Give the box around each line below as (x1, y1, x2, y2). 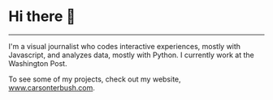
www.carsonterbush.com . (8, 82, 96, 92)
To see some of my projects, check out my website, (8, 74, 181, 84)
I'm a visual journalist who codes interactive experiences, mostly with (8, 41, 241, 51)
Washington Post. (8, 58, 67, 68)
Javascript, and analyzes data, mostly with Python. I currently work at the (8, 50, 254, 60)
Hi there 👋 (8, 7, 76, 26)
